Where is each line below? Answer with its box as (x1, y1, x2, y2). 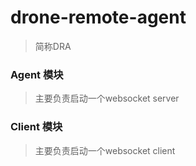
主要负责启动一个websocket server (34, 92, 180, 105)
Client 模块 (10, 120, 63, 134)
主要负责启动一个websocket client (34, 144, 176, 156)
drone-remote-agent (10, 6, 187, 29)
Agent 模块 (10, 67, 64, 81)
